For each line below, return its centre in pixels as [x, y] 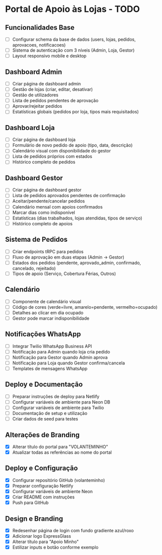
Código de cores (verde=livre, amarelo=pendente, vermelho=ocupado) [85, 307]
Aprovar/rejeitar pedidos [37, 106]
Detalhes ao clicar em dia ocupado [48, 312]
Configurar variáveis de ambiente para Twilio [58, 408]
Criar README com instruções [43, 497]
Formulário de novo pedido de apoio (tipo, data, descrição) [72, 145]
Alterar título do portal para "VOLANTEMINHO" [60, 447]
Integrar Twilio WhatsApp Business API [52, 346]
